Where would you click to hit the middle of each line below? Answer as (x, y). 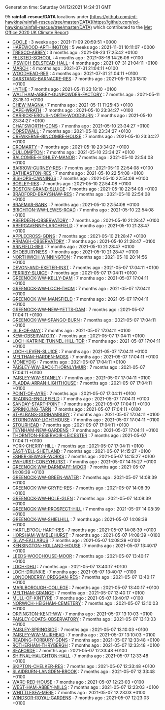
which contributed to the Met (122, 27)
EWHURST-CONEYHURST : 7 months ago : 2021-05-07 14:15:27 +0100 (84, 462)
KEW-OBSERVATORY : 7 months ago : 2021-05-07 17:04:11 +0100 (79, 336)
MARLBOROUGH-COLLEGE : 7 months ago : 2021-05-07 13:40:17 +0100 (85, 588)
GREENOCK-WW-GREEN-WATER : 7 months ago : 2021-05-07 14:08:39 (84, 477)
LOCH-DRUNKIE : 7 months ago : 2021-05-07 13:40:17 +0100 (74, 572)
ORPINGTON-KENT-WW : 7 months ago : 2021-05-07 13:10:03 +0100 (82, 614)
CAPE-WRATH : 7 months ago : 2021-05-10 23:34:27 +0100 (73, 110)
